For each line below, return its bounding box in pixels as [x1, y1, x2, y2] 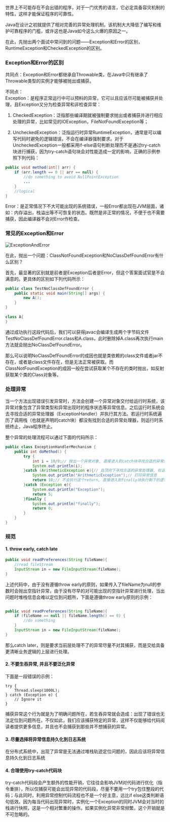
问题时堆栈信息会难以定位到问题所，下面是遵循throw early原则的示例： [5, 594, 153, 600]
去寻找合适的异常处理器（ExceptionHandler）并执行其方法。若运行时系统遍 [5, 411, 162, 417]
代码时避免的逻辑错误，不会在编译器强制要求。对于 [17, 136, 124, 142]
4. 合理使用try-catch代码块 [5, 767, 62, 773]
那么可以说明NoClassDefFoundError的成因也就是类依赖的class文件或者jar [5, 353, 158, 359]
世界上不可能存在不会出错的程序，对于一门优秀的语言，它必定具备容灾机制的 [5, 5, 165, 10]
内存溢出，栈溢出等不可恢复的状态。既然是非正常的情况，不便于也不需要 [14, 210, 165, 216]
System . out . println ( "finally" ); [32, 501, 101, 506]
